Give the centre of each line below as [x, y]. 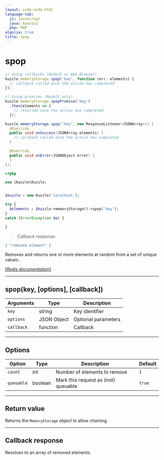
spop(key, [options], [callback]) [54, 289]
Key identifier [89, 311]
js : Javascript [25, 19]
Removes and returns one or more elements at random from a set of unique [81, 255]
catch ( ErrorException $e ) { [35, 218]
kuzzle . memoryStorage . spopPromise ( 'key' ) [48, 102]
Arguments [21, 303]
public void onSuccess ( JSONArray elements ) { [57, 133]
